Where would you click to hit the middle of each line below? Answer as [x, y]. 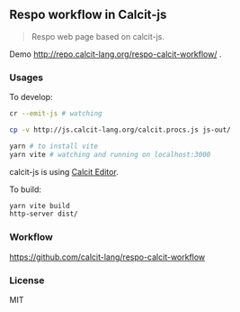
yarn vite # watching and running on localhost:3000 [110, 154]
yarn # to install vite [54, 146]
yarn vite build [40, 206]
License [27, 280]
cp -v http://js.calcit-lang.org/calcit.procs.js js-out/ [120, 130]
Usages [26, 78]
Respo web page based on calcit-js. [98, 36]
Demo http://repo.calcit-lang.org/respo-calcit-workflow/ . [116, 54]
